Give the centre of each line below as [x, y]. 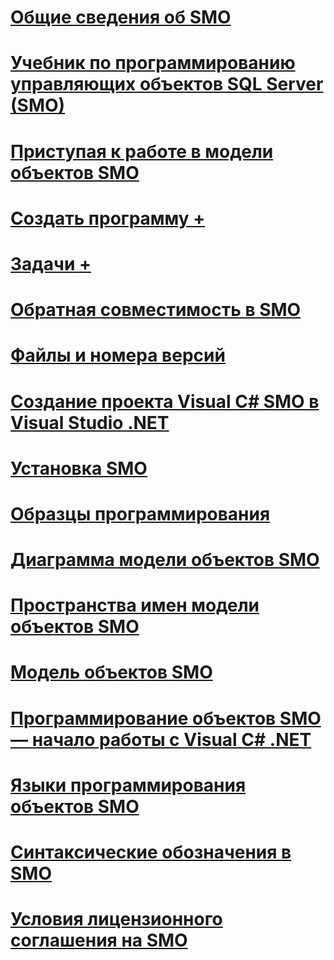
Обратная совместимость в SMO [156, 310]
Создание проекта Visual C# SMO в [165, 401]
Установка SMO [79, 468]
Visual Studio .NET [90, 422]
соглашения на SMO [99, 940]
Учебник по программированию [153, 63]
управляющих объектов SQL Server [167, 84]
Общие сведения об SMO [121, 17]
